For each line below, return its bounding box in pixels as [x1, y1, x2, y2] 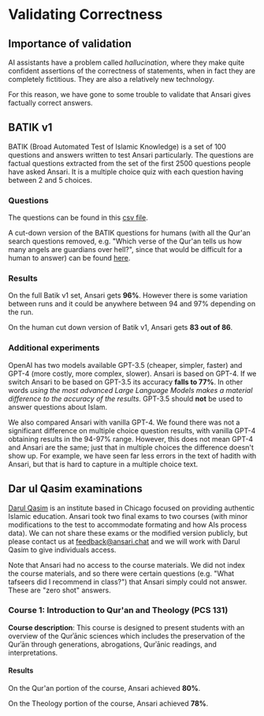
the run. [8, 307, 34, 317]
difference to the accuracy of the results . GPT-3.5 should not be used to [8, 394, 243, 403]
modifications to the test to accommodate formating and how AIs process [8, 520, 247, 529]
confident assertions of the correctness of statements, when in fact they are [8, 66, 256, 76]
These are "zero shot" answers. [8, 585, 112, 595]
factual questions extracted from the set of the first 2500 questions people [8, 158, 251, 168]
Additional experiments [8, 343, 100, 354]
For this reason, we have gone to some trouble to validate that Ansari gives [8, 90, 251, 99]
